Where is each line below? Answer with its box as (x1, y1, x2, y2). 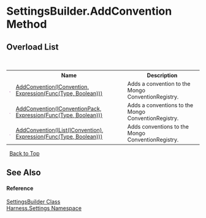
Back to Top (9, 149, 40, 157)
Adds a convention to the (127, 80, 191, 87)
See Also (6, 167, 41, 178)
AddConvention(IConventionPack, (15, 105, 102, 112)
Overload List (6, 42, 59, 52)
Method (6, 17, 47, 31)
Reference (6, 184, 34, 192)
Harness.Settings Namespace (6, 205, 82, 212)
